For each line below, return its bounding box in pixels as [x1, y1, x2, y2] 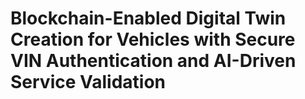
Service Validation [10, 71, 167, 94]
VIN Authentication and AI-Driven [10, 50, 297, 72]
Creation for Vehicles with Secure [10, 28, 296, 51]
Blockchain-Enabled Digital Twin [10, 7, 287, 30]
